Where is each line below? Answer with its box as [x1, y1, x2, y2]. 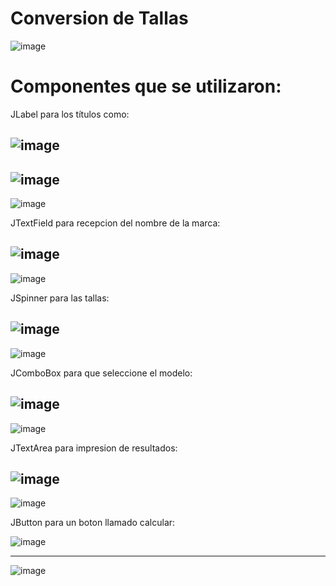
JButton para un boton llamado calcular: [10, 517, 176, 529]
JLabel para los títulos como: [10, 108, 130, 120]
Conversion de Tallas [10, 7, 189, 30]
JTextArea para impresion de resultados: [10, 442, 178, 454]
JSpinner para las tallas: [10, 292, 110, 304]
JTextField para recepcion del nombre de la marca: [10, 217, 221, 229]
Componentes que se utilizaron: [10, 75, 282, 98]
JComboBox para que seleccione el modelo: [10, 367, 193, 379]
